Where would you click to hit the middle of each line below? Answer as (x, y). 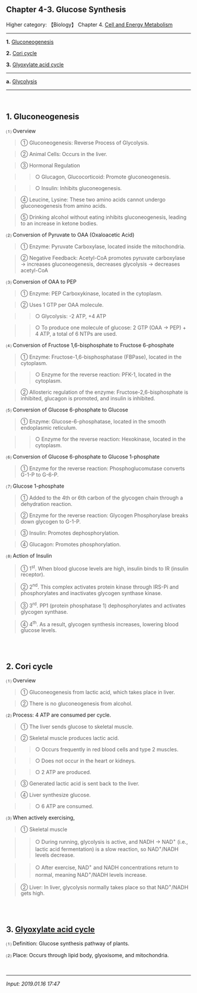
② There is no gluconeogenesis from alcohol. (77, 704)
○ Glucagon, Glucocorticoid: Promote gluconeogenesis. (103, 177)
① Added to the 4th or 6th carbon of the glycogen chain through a (102, 498)
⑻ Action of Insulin (29, 555)
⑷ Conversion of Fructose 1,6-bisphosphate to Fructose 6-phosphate (90, 345)
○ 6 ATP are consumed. (64, 806)
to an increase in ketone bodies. (59, 223)
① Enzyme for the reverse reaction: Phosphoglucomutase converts (103, 468)
